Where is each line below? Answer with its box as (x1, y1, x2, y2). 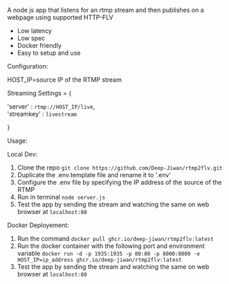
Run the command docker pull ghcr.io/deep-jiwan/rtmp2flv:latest (17, 235, 214, 242)
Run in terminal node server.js (17, 193, 106, 201)
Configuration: (7, 62, 48, 70)
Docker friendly (17, 42, 62, 49)
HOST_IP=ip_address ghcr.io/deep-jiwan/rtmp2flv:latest (17, 256, 182, 263)
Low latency (17, 27, 52, 35)
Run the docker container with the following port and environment (17, 242, 205, 250)
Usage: (7, 136, 28, 145)
